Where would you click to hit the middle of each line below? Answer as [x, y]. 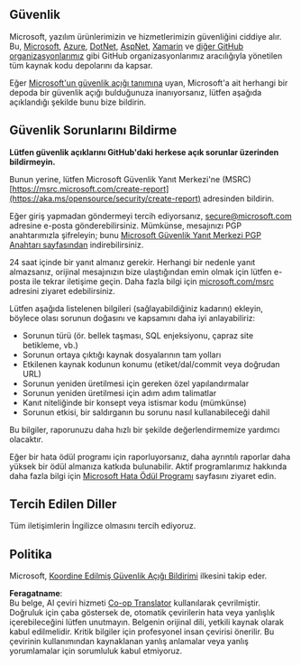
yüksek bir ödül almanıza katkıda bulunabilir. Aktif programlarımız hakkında [148, 466]
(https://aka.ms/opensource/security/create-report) [105, 199]
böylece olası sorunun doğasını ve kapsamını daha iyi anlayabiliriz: [132, 318]
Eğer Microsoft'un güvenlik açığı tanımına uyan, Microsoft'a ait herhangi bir [149, 83]
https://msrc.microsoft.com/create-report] [91, 189]
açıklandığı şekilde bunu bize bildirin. [78, 102]
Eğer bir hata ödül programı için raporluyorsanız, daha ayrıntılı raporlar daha [150, 457]
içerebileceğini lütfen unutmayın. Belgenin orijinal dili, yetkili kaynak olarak [146, 623]
